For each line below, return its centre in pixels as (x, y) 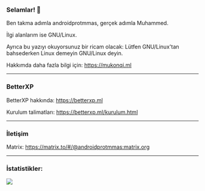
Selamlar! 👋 (24, 10)
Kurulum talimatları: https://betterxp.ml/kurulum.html (72, 112)
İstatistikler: (25, 168)
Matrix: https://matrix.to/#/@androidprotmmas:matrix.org (78, 147)
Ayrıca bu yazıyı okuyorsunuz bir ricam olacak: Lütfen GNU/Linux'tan (93, 47)
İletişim (17, 133)
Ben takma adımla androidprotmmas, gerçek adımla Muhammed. (88, 23)
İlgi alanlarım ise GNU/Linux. (42, 35)
